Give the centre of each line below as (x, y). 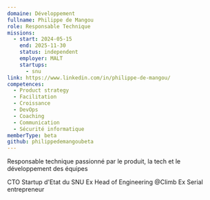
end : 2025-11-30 (43, 46)
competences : (26, 84)
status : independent (49, 52)
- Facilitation (35, 97)
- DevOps (26, 110)
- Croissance (32, 103)
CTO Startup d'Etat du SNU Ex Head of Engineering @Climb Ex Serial (105, 182)
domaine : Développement (41, 13)
